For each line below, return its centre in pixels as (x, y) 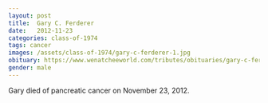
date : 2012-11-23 (41, 30)
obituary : (25, 61)
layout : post (30, 16)
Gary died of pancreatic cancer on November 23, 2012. (99, 90)
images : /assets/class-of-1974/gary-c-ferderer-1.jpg (100, 53)
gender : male (30, 68)
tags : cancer (30, 46)
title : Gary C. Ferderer (51, 23)
